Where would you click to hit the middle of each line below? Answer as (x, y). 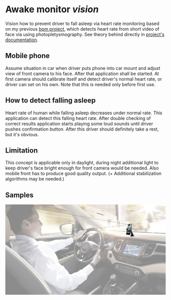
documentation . (22, 40)
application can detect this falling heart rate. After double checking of (78, 118)
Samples (20, 195)
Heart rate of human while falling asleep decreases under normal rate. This (84, 113)
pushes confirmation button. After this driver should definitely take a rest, (82, 129)
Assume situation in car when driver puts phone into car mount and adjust (83, 68)
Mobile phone (27, 56)
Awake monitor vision (52, 9)
